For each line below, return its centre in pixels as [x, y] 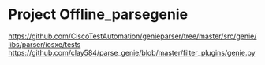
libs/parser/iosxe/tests [45, 44]
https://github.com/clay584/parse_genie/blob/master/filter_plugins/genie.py [132, 52]
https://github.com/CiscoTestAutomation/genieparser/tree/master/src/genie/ [132, 36]
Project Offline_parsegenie [98, 14]
